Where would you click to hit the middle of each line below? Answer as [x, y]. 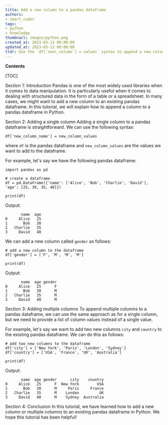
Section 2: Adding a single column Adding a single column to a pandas [78, 122]
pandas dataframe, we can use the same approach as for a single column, [81, 314]
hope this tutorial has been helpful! [41, 417]
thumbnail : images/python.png [37, 38]
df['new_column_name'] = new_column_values [51, 136]
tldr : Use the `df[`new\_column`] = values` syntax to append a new [78, 52]
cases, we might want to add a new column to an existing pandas [72, 101]
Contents [15, 66]
